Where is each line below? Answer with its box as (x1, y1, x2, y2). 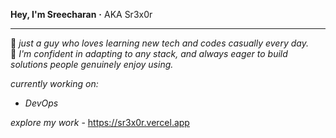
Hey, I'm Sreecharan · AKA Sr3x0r (10, 9, 153, 20)
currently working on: (10, 78, 99, 89)
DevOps (24, 97, 59, 109)
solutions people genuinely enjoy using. (10, 59, 174, 70)
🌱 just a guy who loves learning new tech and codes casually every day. (10, 37, 309, 49)
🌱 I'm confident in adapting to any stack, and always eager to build (10, 48, 288, 59)
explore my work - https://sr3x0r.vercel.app (10, 117, 190, 128)
